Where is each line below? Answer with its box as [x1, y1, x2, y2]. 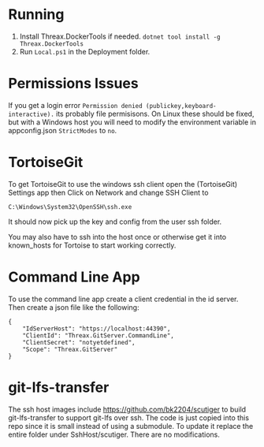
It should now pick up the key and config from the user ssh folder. [8, 217, 222, 226]
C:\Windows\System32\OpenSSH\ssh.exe [8, 203, 132, 210]
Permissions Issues [8, 75, 139, 92]
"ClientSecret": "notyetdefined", [22, 338, 136, 346]
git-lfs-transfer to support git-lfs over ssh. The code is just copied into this [8, 412, 250, 423]
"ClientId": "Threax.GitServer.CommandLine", [22, 331, 175, 340]
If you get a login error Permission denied [8, 100, 143, 110]
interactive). [8, 110, 55, 118]
